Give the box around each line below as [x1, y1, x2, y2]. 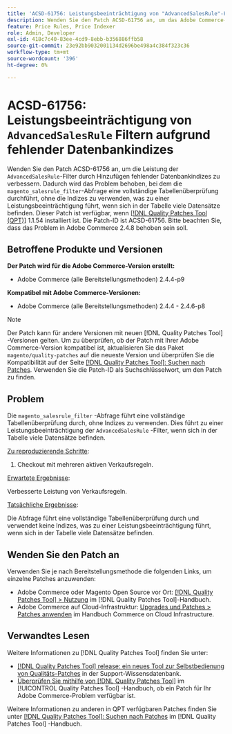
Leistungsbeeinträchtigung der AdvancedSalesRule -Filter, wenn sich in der [7, 427, 217, 435]
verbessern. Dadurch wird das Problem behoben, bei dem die [7, 179, 183, 188]
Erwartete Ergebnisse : [7, 474, 70, 482]
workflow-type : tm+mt [7, 49, 70, 56]
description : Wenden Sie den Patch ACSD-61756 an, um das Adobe [7, 17, 196, 24]
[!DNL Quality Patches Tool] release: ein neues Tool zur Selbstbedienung [17, 662, 224, 670]
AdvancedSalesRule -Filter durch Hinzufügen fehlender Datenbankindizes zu [7, 172, 220, 180]
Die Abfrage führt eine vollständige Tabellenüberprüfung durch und [7, 514, 200, 523]
